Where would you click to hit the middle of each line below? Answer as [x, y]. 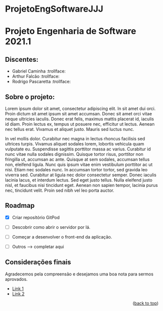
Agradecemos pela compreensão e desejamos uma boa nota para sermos [79, 274]
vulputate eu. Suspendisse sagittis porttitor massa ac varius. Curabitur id [78, 149]
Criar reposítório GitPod [36, 217]
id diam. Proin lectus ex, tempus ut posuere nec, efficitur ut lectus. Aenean [80, 124]
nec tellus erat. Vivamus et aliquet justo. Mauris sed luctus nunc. [70, 129]
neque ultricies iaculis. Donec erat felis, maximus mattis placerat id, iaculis [80, 119]
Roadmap [20, 206]
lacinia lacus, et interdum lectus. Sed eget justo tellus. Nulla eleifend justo [79, 180]
